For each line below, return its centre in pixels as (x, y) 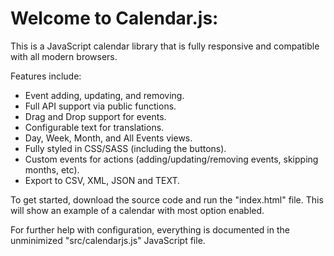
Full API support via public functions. (100, 106)
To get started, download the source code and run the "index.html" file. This (167, 199)
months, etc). (52, 169)
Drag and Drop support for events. (95, 116)
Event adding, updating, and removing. (104, 95)
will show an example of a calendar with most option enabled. (137, 210)
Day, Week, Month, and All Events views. (108, 138)
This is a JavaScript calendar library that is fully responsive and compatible (165, 46)
